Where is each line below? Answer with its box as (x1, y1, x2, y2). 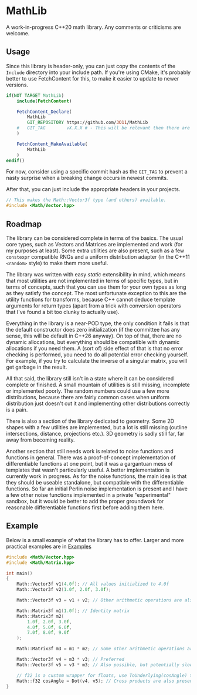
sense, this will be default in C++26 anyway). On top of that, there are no (6, 332, 182, 339)
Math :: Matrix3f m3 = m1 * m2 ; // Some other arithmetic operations (16, 646, 185, 652)
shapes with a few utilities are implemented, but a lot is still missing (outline (6, 423, 188, 430)
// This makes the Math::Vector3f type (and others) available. (6, 197, 167, 203)
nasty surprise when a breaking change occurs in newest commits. (6, 175, 168, 182)
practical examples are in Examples (6, 543, 92, 550)
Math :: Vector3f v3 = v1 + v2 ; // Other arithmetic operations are (16, 597, 182, 603)
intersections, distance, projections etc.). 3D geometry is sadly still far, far (6, 430, 185, 437)
